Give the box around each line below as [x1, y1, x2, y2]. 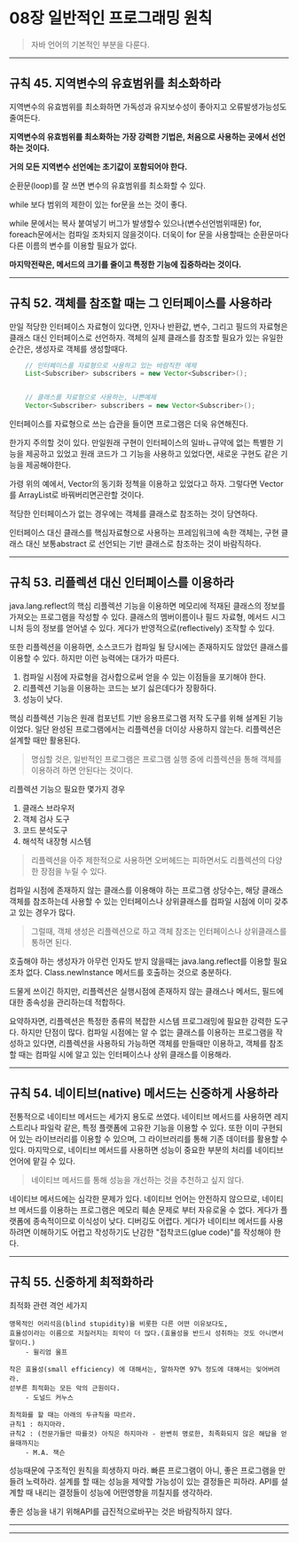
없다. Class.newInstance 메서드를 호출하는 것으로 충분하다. [25, 966, 232, 977]
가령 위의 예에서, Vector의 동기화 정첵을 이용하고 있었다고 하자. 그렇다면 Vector [9, 479, 284, 489]
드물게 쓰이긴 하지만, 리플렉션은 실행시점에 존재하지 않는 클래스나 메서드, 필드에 [9, 985, 284, 996]
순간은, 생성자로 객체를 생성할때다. [9, 343, 129, 354]
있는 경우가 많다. [18, 907, 75, 918]
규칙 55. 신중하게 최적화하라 [9, 1275, 153, 1290]
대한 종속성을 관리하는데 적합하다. [9, 997, 126, 1007]
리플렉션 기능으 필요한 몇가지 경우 [9, 783, 126, 794]
